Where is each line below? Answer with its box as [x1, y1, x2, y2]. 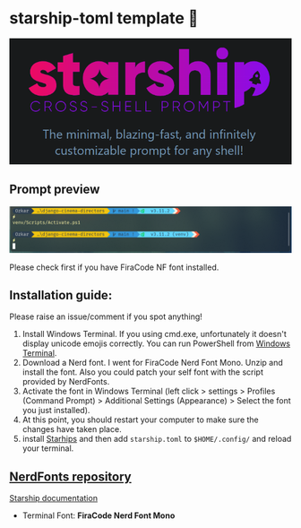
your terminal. [21, 443, 74, 454]
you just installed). [21, 405, 90, 416]
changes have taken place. [21, 424, 123, 435]
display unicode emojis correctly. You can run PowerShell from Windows [21, 338, 291, 349]
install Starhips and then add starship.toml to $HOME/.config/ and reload [21, 434, 292, 445]
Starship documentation [9, 493, 99, 504]
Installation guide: [9, 287, 113, 303]
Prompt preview [9, 182, 100, 197]
